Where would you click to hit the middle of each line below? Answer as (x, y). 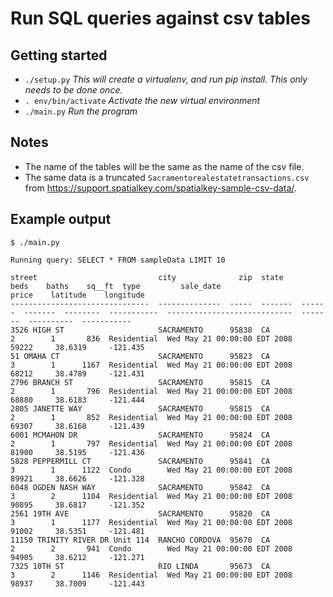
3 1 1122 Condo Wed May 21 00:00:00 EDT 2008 (151, 470)
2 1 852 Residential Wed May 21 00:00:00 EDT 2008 (151, 417)
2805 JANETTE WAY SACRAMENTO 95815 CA (140, 408)
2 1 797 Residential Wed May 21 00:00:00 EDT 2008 (151, 443)
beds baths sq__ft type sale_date (116, 286)
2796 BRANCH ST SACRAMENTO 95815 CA (140, 382)
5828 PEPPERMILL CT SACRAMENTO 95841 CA (140, 461)
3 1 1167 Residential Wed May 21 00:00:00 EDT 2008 (151, 365)
